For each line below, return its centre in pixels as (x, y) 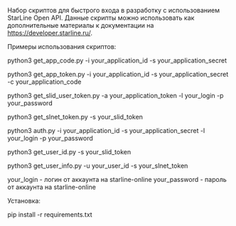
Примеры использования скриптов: (62, 47)
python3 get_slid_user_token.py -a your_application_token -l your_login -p (116, 96)
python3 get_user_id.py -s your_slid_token (69, 152)
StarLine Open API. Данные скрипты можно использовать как (101, 18)
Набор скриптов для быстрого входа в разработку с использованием (114, 10)
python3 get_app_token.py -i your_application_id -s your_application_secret (118, 74)
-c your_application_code (44, 82)
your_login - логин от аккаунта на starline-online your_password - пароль (117, 179)
